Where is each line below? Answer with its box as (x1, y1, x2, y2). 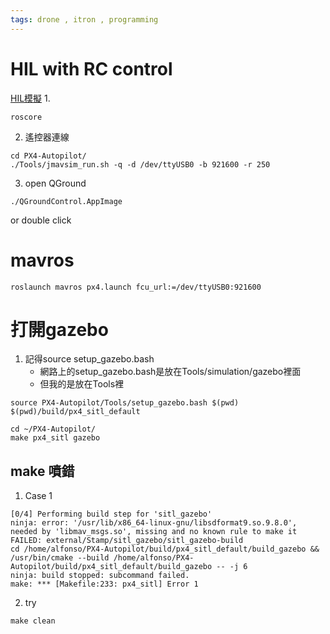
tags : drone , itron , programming (10, 14, 159, 25)
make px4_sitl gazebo (10, 433, 101, 443)
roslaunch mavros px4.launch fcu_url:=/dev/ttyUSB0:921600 (10, 282, 262, 292)
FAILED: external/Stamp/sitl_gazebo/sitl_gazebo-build (10, 536, 244, 546)
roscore (10, 112, 43, 122)
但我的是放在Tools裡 (39, 378, 125, 390)
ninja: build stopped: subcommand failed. (10, 571, 190, 581)
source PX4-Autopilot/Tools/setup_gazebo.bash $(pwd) (10, 398, 240, 408)
